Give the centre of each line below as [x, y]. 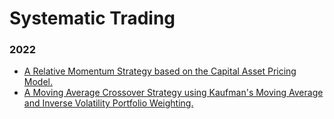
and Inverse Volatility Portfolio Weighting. [108, 103]
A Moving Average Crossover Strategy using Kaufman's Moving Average [173, 93]
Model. [38, 82]
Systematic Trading [92, 18]
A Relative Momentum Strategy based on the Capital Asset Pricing [160, 71]
